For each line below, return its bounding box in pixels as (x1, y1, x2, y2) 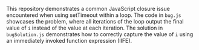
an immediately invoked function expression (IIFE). (6, 37, 132, 44)
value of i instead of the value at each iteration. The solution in (6, 24, 163, 31)
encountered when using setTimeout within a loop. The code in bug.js (6, 11, 181, 19)
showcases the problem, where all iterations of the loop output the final (6, 18, 184, 25)
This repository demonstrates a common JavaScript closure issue (6, 5, 171, 12)
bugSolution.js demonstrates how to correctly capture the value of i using (6, 31, 194, 38)
